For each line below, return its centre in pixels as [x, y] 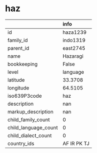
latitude [16, 80]
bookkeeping [23, 64]
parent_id [18, 48]
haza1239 [74, 32]
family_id [18, 40]
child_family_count [29, 119]
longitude [18, 87]
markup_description [31, 111]
